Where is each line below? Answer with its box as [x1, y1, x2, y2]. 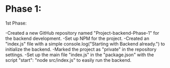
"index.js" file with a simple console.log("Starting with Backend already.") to [5, 40, 165, 47]
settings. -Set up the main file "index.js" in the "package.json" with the [5, 52, 155, 58]
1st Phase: [5, 20, 27, 26]
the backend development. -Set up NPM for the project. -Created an [5, 35, 150, 41]
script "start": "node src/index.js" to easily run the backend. [5, 57, 132, 63]
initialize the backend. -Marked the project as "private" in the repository [5, 46, 157, 52]
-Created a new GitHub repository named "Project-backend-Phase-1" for [5, 30, 160, 36]
